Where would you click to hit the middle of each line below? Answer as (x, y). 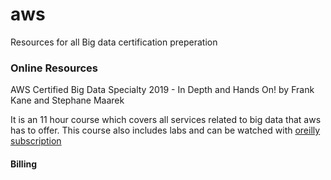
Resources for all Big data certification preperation (114, 42)
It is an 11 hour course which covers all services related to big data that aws (166, 120)
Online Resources (54, 68)
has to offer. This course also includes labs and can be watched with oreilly (165, 130)
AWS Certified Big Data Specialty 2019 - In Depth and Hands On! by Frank (162, 90)
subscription (36, 141)
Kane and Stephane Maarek (67, 100)
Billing (23, 164)
